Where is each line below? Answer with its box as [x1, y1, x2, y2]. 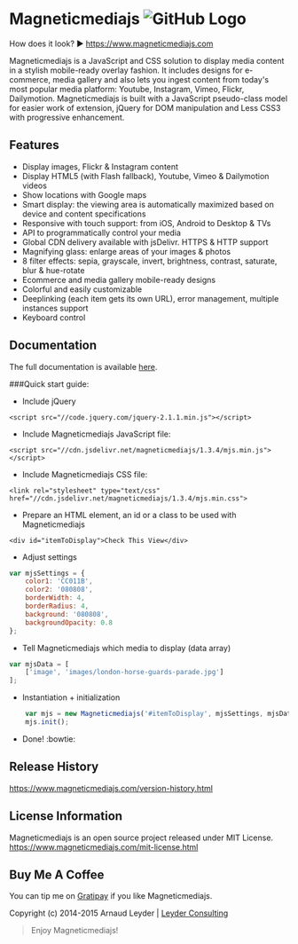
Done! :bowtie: [21, 733, 76, 744]
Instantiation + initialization [21, 692, 121, 703]
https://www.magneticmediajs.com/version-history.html [9, 783, 213, 793]
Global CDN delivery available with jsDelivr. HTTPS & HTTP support [21, 236, 269, 248]
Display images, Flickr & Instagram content [21, 161, 179, 172]
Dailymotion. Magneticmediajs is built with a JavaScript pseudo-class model [9, 93, 288, 104]
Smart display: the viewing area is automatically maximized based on [21, 199, 275, 209]
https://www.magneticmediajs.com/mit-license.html [9, 841, 199, 852]
